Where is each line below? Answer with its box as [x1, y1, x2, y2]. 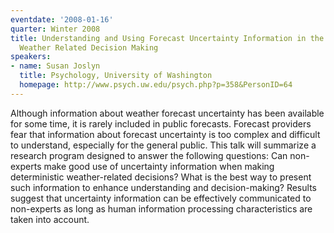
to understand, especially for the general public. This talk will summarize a [10, 139, 317, 151]
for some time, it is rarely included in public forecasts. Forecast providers [10, 117, 312, 130]
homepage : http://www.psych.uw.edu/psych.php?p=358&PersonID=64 [19, 80, 293, 90]
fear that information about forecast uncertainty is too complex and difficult [10, 128, 321, 140]
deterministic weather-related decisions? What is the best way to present [10, 171, 312, 183]
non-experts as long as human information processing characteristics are [10, 202, 313, 215]
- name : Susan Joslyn [10, 61, 101, 71]
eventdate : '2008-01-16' [10, 14, 114, 25]
